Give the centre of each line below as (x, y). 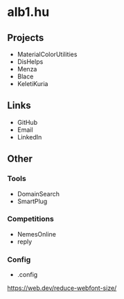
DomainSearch (38, 194)
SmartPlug (32, 201)
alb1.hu (28, 12)
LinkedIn (29, 137)
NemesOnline (37, 234)
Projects (26, 38)
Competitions (30, 219)
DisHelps (30, 62)
